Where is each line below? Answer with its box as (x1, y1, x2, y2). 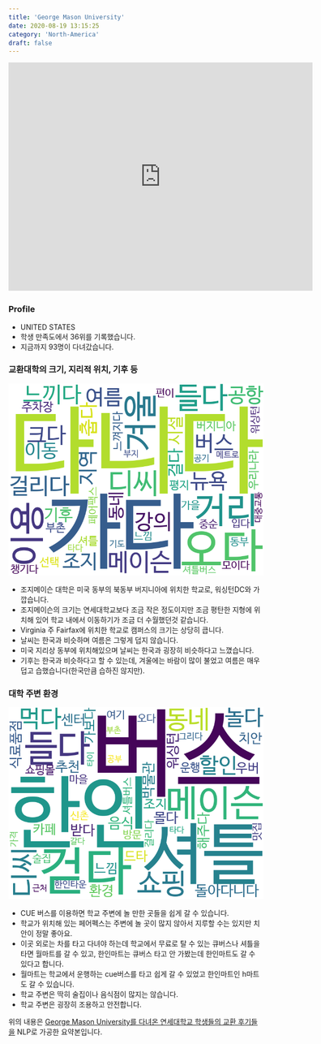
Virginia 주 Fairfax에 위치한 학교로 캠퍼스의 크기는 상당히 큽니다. (19, 625, 225, 635)
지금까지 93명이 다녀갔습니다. (19, 342, 114, 352)
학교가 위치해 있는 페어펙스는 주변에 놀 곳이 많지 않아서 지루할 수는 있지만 (19, 918, 252, 929)
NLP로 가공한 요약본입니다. (16, 1027, 103, 1037)
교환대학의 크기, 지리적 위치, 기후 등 (8, 364, 139, 375)
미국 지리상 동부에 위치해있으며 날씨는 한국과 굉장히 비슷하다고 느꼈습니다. (19, 645, 255, 655)
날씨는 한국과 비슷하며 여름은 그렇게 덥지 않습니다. (19, 635, 178, 645)
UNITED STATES (19, 321, 75, 332)
